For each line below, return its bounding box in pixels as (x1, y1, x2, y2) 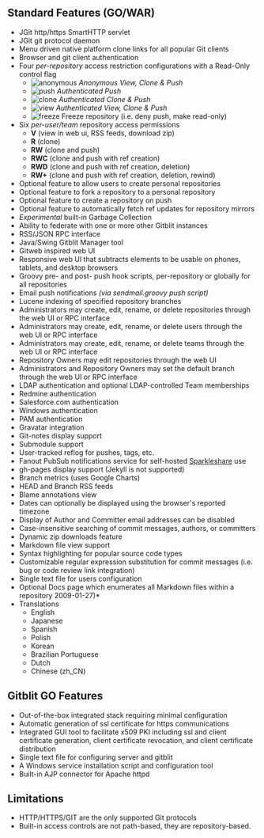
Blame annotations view (18, 490, 97, 499)
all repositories (18, 279, 68, 289)
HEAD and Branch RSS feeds (18, 481, 114, 491)
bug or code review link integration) (18, 565, 135, 574)
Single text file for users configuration (18, 574, 142, 583)
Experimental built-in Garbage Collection (18, 212, 152, 222)
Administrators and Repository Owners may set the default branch (18, 363, 235, 373)
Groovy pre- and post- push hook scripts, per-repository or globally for (18, 271, 251, 280)
